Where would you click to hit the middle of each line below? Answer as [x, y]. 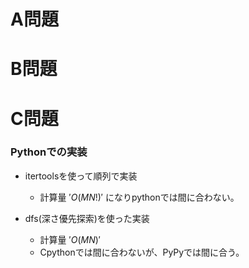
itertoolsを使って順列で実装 [81, 176]
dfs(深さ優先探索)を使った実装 [87, 218]
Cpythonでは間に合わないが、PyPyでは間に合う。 [142, 252]
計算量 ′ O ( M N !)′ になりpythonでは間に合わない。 [139, 197]
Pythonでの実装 [49, 152]
